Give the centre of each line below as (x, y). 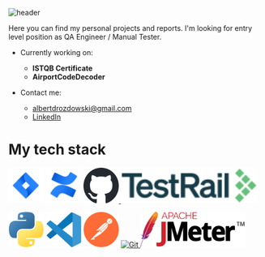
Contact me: (41, 92)
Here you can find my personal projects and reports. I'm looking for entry (130, 28)
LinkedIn (47, 117)
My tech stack (58, 150)
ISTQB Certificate (62, 68)
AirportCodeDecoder (68, 77)
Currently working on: (56, 52)
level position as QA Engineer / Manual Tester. (85, 37)
